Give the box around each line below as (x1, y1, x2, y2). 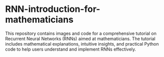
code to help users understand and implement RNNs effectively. (5, 46, 137, 52)
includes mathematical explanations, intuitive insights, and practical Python (5, 41, 159, 47)
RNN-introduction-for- (5, 3, 100, 15)
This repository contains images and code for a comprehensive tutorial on (5, 30, 157, 36)
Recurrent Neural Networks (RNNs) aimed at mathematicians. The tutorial (5, 36, 156, 42)
